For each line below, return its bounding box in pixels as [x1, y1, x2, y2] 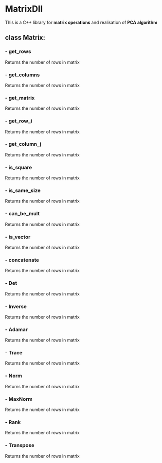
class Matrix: [5, 34, 45, 42]
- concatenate [5, 257, 39, 263]
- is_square [5, 164, 33, 171]
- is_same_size [5, 187, 41, 194]
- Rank [5, 419, 21, 426]
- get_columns [5, 71, 40, 78]
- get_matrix [5, 94, 35, 101]
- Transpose [5, 442, 35, 449]
